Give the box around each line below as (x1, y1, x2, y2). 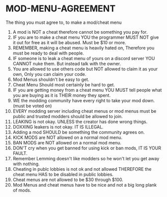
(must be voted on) (12, 103, 52, 109)
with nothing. (12, 161, 40, 167)
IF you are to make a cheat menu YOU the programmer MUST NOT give (12, 34, 159, 40)
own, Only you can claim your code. (12, 71, 86, 77)
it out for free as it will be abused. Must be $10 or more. (12, 39, 126, 45)
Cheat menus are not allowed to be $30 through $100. (12, 177, 123, 183)
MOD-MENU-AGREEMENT (5, 3, 116, 14)
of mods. (12, 187, 31, 193)
